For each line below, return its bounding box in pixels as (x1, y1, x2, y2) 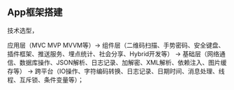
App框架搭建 (7, 6, 63, 19)
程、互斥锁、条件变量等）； (7, 75, 84, 84)
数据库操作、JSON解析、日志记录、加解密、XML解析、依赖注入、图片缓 (19, 58, 227, 66)
